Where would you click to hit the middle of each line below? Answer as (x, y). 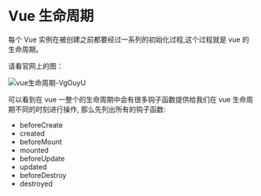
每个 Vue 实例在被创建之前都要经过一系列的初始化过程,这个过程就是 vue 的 (129, 39)
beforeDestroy (43, 175)
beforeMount (41, 142)
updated (33, 167)
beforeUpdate (42, 158)
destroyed (36, 183)
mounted (34, 150)
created (32, 133)
